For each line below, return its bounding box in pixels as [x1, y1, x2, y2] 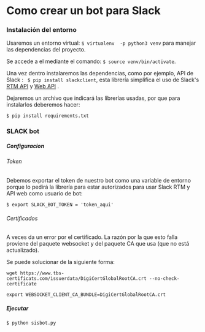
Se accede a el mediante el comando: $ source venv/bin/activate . [6, 58, 176, 65]
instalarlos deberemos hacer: [6, 101, 80, 108]
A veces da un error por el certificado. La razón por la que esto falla [6, 233, 178, 241]
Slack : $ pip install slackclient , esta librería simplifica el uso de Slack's [6, 76, 199, 83]
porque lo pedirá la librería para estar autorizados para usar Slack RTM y [6, 183, 190, 191]
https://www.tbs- [20, 270, 64, 276]
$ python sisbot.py [6, 320, 56, 326]
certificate [6, 281, 37, 287]
